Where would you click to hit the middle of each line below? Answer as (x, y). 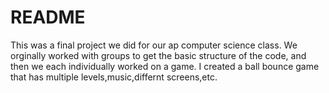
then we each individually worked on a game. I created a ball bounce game (165, 66)
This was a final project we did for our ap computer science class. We (154, 45)
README (48, 17)
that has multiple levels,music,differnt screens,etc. (114, 77)
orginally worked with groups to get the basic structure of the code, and (158, 55)
